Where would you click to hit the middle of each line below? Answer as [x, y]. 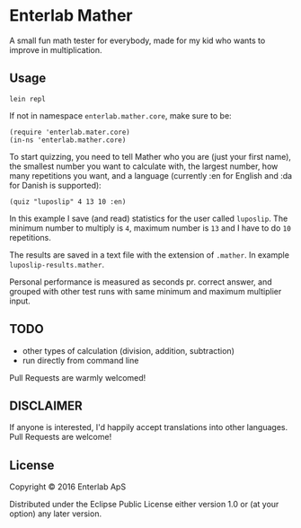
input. [20, 301]
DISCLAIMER [46, 405]
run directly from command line [80, 360]
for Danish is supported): [55, 185]
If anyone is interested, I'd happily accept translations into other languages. [149, 427]
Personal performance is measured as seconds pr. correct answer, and [141, 282]
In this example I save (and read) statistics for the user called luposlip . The [149, 218]
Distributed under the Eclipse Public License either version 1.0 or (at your [144, 505]
